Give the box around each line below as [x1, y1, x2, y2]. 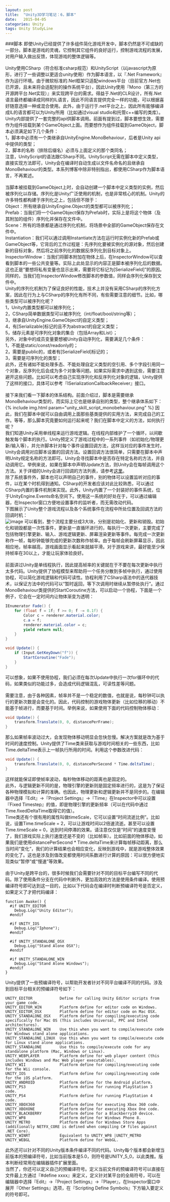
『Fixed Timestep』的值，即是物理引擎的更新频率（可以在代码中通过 [5, 801, 148, 807]
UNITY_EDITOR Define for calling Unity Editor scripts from [5, 996, 159, 1001]
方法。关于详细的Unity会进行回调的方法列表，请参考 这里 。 [5, 468, 127, 474]
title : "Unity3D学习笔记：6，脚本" [5, 12, 77, 17]
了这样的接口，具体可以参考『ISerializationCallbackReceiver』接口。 [5, 380, 148, 387]
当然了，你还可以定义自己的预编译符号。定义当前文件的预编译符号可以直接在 [5, 1166, 165, 1172]
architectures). [5, 1022, 39, 1027]
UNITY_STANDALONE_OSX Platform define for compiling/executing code [5, 1013, 159, 1018]
